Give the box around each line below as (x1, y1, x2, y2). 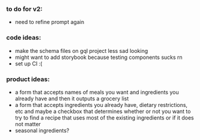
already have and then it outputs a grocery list (14, 95, 129, 102)
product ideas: (6, 75, 50, 83)
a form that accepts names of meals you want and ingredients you (14, 88, 179, 96)
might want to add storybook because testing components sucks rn (14, 53, 183, 61)
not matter (14, 120, 41, 127)
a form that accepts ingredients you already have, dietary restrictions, (14, 101, 188, 108)
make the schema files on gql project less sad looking (14, 47, 148, 54)
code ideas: (6, 34, 41, 42)
